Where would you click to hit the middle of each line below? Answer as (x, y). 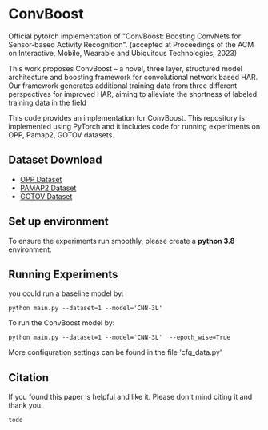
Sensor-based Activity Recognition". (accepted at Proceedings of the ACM (131, 44)
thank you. (26, 405)
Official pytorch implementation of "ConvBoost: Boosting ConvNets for (125, 36)
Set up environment (59, 222)
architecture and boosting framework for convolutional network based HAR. (133, 77)
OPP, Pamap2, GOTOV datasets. (61, 135)
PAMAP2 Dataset (48, 188)
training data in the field (47, 102)
